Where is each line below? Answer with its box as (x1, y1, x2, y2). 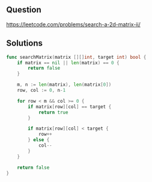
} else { (28, 137, 50, 143)
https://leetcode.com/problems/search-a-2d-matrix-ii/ (6, 20, 141, 28)
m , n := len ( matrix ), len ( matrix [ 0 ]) (17, 82, 112, 88)
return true (38, 109, 68, 115)
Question (6, 5, 41, 15)
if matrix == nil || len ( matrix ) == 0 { (17, 59, 120, 65)
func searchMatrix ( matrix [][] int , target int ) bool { (6, 54, 147, 60)
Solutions (6, 38, 43, 49)
